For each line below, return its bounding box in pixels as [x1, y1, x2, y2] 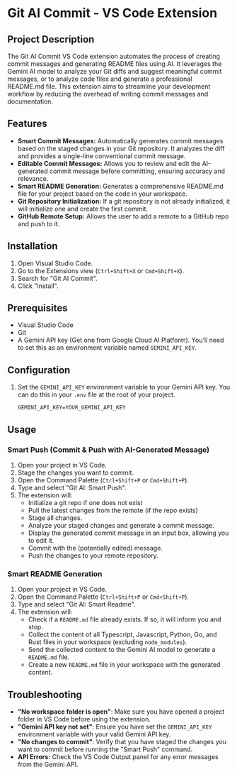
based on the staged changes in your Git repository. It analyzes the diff [17, 144, 225, 153]
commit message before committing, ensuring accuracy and [49, 167, 225, 175]
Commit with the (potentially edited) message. [28, 543, 163, 552]
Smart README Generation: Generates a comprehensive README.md [17, 182, 224, 190]
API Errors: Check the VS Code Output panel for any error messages [17, 753, 219, 761]
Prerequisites [7, 302, 68, 314]
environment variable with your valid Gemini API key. [17, 730, 171, 739]
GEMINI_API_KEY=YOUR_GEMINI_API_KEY [17, 404, 126, 411]
